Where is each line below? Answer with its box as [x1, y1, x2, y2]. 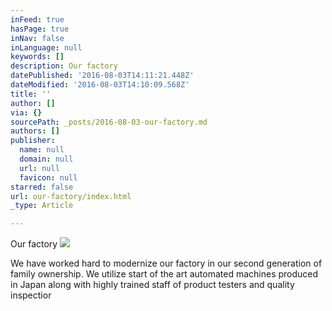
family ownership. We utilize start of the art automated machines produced [10, 268, 319, 280]
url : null [19, 163, 60, 173]
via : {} [10, 107, 43, 118]
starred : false [10, 182, 74, 192]
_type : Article [10, 201, 74, 211]
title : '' [10, 89, 52, 99]
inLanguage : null [10, 42, 83, 53]
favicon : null [19, 172, 78, 183]
